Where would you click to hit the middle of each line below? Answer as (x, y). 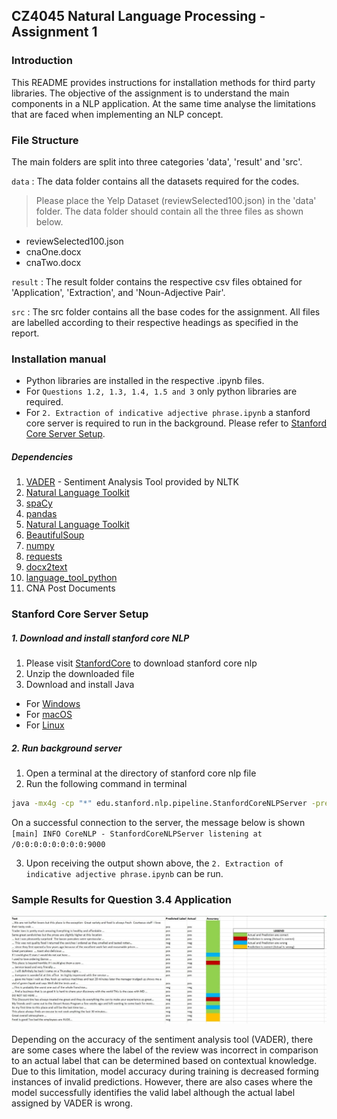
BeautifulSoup (55, 535)
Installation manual (59, 359)
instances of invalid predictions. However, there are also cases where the (162, 1082)
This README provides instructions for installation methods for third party (163, 82)
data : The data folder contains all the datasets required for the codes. (155, 181)
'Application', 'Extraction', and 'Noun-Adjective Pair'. (118, 292)
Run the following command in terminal (106, 784)
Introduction (42, 61)
